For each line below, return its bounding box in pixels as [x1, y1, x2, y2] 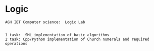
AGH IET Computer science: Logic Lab [5, 20, 85, 25]
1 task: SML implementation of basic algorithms [5, 32, 110, 37]
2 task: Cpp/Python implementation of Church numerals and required [5, 37, 150, 42]
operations [5, 41, 28, 46]
